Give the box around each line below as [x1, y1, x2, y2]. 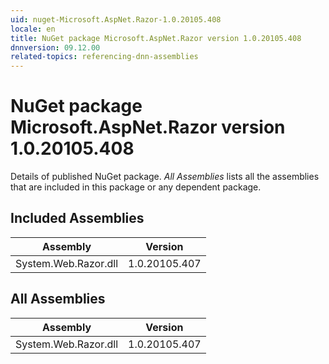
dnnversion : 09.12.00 [10, 42, 101, 53]
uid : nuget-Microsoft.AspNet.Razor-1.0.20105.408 [10, 14, 222, 25]
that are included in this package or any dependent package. [10, 181, 262, 193]
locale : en [10, 24, 56, 34]
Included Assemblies [10, 210, 145, 227]
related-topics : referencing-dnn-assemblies [10, 52, 199, 62]
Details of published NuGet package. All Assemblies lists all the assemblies [10, 171, 320, 183]
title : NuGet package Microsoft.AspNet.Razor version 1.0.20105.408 [10, 33, 302, 43]
